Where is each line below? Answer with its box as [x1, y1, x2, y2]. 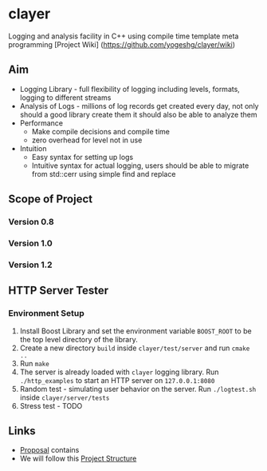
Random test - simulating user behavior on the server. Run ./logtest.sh [19, 384, 257, 393]
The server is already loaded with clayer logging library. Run [19, 367, 219, 377]
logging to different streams [19, 93, 112, 102]
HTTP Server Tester [8, 284, 109, 297]
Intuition [19, 143, 47, 153]
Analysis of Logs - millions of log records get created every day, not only [19, 101, 259, 110]
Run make [19, 358, 49, 368]
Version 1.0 [8, 237, 53, 249]
